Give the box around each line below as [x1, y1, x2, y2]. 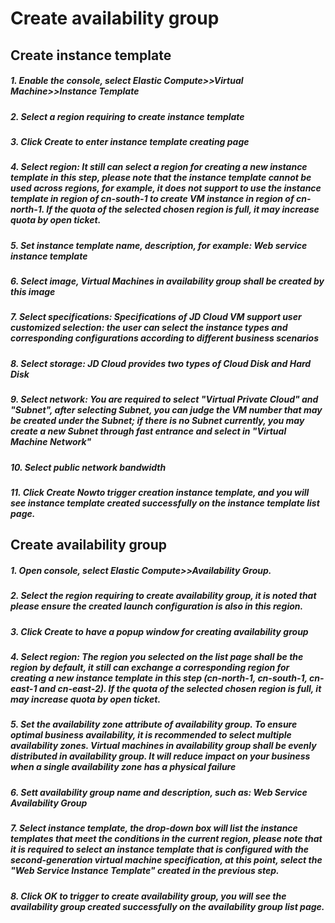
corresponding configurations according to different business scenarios [10, 332, 320, 344]
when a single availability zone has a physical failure [10, 761, 237, 773]
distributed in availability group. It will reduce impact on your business [10, 750, 311, 762]
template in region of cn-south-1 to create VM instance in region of [10, 193, 295, 205]
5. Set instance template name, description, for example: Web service [10, 239, 308, 251]
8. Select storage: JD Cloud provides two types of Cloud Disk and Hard [10, 357, 312, 369]
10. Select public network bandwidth [10, 461, 167, 473]
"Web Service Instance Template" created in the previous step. [10, 865, 280, 877]
